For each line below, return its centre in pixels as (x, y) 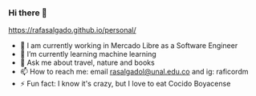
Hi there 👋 (28, 13)
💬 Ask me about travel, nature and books (87, 62)
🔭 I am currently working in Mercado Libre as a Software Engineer (129, 46)
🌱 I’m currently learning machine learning (88, 54)
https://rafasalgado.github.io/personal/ (72, 30)
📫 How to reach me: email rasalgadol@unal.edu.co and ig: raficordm (134, 72)
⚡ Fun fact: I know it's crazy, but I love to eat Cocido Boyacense (125, 84)
